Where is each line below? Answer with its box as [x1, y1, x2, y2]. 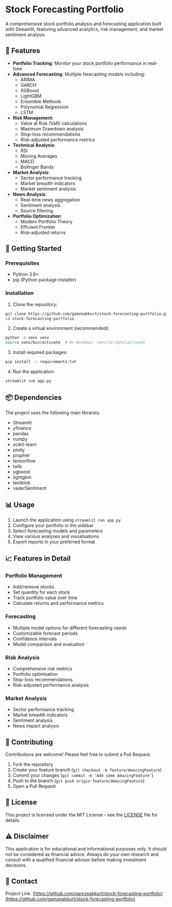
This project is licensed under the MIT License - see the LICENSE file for [5, 811, 158, 818]
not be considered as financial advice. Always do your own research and [5, 851, 159, 857]
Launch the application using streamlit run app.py [12, 516, 121, 523]
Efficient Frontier [20, 224, 56, 230]
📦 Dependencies [5, 393, 62, 402]
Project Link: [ [5, 891, 35, 897]
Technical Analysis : [12, 142, 56, 148]
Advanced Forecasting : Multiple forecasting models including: [12, 71, 145, 77]
